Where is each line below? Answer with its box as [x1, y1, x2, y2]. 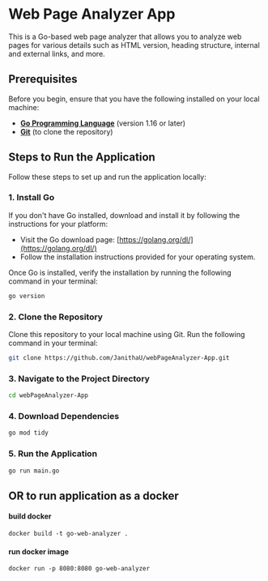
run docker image [8, 546, 70, 556]
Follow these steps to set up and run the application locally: [8, 172, 206, 182]
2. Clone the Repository [8, 311, 104, 323]
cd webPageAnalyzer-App [8, 391, 89, 399]
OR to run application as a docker [8, 489, 180, 502]
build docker [8, 511, 52, 521]
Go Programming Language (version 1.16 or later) [19, 118, 186, 128]
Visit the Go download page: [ [19, 234, 120, 244]
